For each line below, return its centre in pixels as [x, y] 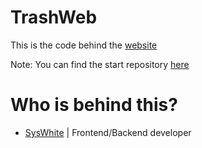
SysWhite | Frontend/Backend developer [108, 132]
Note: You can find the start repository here [100, 64]
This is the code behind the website [84, 45]
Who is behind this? [94, 105]
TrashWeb [54, 17]
